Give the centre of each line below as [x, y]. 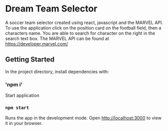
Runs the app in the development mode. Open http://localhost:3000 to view [83, 118]
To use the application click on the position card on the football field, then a [83, 27]
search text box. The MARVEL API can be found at [57, 38]
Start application [22, 95]
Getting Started [30, 60]
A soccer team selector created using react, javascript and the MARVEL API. [84, 22]
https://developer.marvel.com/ [37, 43]
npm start [17, 107]
